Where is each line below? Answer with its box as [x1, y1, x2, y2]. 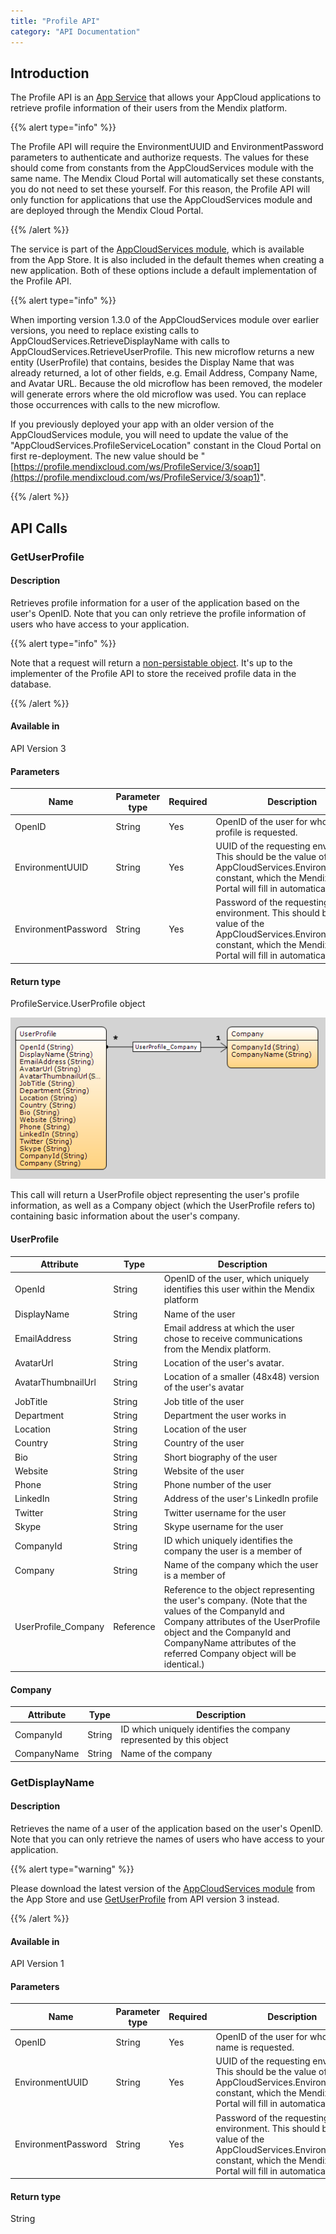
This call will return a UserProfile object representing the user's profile [10, 1189, 300, 1201]
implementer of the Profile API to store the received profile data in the [10, 667, 297, 679]
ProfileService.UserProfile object [10, 998, 146, 1010]
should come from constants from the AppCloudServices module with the [10, 162, 314, 174]
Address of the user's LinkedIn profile [163, 1493, 319, 1505]
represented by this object [120, 1734, 229, 1746]
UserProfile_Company [14, 1621, 105, 1633]
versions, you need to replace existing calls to [10, 325, 200, 337]
